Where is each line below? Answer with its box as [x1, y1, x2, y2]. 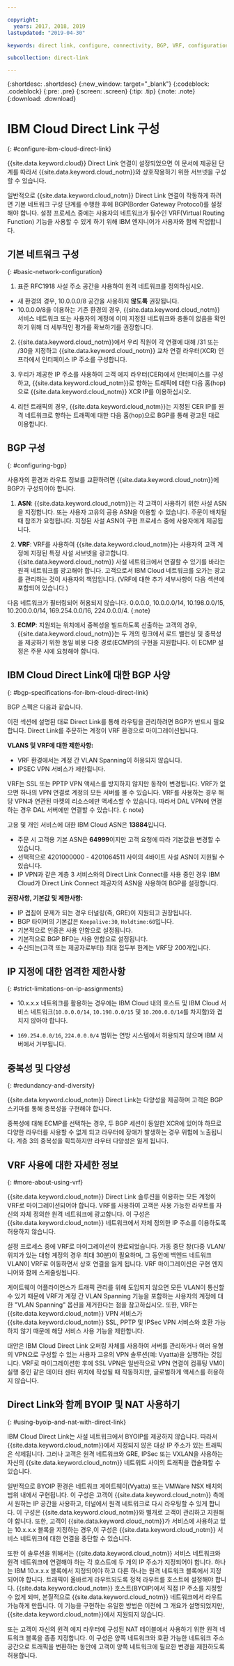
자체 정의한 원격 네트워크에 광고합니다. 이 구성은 [19, 1210, 150, 1218]
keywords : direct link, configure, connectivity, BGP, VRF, [7, 42, 186, 49]
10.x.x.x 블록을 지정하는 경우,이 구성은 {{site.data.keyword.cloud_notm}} [14, 1525, 216, 1533]
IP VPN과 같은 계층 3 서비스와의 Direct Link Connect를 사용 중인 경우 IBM [17, 870, 221, 878]
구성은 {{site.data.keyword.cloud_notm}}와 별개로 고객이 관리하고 [23, 1508, 206, 1516]
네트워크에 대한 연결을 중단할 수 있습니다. [19, 1534, 132, 1543]
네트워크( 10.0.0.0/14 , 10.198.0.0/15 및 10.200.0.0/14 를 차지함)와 [30, 1007, 216, 1016]
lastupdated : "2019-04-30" [7, 29, 86, 36]
